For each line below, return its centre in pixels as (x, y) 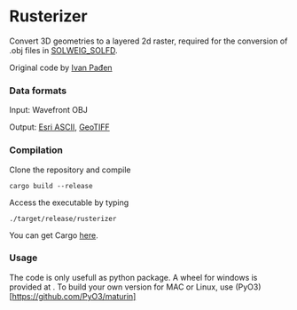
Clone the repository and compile (70, 170)
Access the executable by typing (69, 203)
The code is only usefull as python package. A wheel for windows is (133, 277)
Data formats (38, 91)
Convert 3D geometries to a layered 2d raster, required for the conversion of (148, 41)
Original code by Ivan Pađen (61, 68)
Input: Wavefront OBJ (49, 110)
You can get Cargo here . (54, 235)
